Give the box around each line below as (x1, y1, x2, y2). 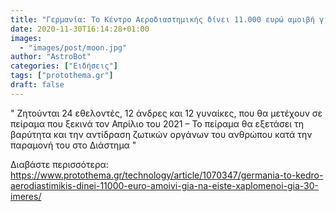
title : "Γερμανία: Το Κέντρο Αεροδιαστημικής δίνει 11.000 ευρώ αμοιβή (10, 14, 315, 25)
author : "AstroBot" (10, 52, 92, 62)
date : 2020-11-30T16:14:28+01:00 (10, 24, 150, 34)
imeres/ (10, 190, 42, 202)
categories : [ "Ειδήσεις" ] (10, 61, 118, 71)
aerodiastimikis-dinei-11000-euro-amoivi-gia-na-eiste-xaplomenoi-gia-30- (10, 179, 320, 191)
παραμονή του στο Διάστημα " (10, 139, 137, 151)
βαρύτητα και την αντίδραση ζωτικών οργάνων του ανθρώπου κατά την (10, 128, 313, 140)
